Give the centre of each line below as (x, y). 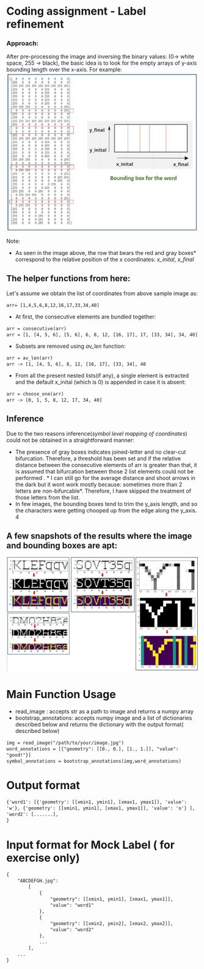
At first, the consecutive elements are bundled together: (86, 317)
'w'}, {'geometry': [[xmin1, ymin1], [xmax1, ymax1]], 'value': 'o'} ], (101, 808)
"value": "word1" (72, 905)
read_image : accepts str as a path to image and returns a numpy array (104, 711)
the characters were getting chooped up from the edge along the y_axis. (106, 510)
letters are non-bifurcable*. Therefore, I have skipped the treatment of (103, 491)
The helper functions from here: (68, 278)
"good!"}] (19, 755)
